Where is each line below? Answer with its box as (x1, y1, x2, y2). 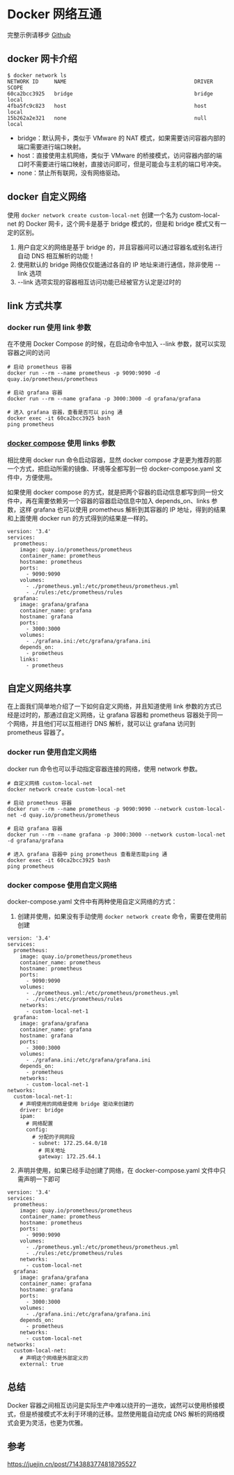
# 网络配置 (25, 1120, 54, 1127)
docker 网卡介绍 (7, 53, 78, 65)
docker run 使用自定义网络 (7, 748, 97, 757)
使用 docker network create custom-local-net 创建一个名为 (7, 210, 178, 219)
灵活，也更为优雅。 (31, 1418, 87, 1427)
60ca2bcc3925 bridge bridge (7, 90, 214, 97)
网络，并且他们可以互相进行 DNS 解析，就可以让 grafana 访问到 (13, 720, 196, 728)
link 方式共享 (7, 300, 63, 312)
